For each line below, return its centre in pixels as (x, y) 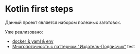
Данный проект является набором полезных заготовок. (63, 22)
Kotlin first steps (39, 9)
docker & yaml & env (33, 41)
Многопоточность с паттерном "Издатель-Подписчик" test (73, 46)
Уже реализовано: (24, 32)
